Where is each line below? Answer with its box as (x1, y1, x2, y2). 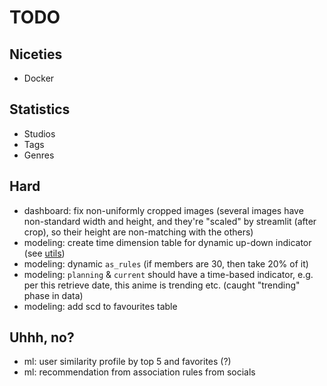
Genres (23, 149, 55, 161)
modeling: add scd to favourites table (23, 300, 178, 312)
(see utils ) (23, 247, 66, 259)
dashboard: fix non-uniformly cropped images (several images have (23, 204, 304, 216)
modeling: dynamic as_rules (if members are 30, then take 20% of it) (23, 257, 309, 270)
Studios (23, 127, 56, 140)
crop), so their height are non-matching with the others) (23, 226, 254, 238)
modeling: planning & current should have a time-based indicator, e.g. (23, 268, 314, 280)
